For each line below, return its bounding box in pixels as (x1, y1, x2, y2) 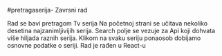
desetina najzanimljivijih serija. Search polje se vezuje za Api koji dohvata (7, 27, 216, 35)
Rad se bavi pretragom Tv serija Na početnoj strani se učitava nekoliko (7, 19, 208, 27)
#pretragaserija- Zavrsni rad (7, 6, 88, 14)
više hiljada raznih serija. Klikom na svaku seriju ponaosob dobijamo (7, 34, 201, 42)
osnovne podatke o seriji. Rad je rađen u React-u (7, 41, 147, 49)
